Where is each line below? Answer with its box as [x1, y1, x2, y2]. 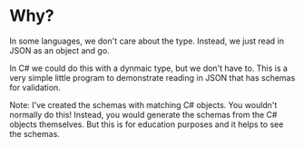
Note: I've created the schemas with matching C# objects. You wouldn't [9, 99, 278, 110]
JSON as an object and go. [9, 44, 111, 55]
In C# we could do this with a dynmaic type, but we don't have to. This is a [9, 63, 289, 73]
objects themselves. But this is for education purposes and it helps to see [9, 119, 284, 130]
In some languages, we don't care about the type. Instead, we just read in [9, 35, 284, 46]
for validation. [9, 82, 61, 93]
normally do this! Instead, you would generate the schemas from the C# [9, 109, 278, 120]
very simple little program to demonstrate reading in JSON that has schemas [9, 72, 296, 83]
